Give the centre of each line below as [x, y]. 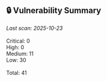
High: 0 [15, 47]
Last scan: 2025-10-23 [34, 28]
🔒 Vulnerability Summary [54, 10]
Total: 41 [16, 73]
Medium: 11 [20, 53]
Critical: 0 [18, 41]
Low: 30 [16, 60]
